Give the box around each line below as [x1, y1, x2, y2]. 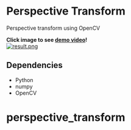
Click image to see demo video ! [6, 36, 88, 43]
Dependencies [6, 60, 63, 70]
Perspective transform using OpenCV [6, 24, 101, 32]
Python [15, 76, 34, 83]
